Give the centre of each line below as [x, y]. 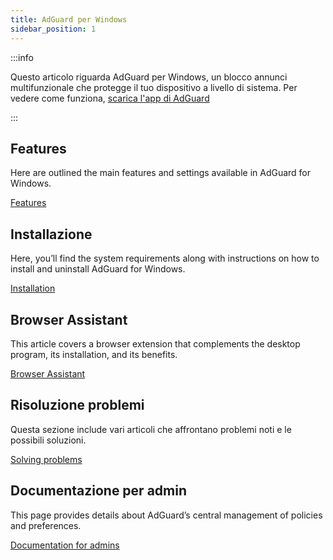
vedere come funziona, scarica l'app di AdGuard [110, 98]
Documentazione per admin [98, 491]
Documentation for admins [65, 545]
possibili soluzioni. [48, 440]
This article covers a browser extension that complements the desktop [155, 343]
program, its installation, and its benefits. [94, 354]
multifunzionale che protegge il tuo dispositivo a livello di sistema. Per [154, 87]
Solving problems [46, 459]
